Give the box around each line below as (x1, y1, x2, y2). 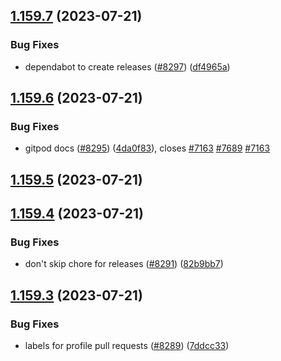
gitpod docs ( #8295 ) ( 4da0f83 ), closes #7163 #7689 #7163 (24, 142, 271, 154)
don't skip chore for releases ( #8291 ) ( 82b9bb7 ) (24, 258, 224, 270)
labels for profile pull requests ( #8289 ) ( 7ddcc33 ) (24, 340, 230, 352)
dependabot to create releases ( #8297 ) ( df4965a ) (24, 60, 231, 73)
